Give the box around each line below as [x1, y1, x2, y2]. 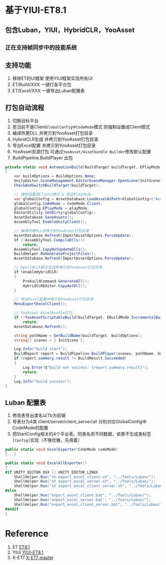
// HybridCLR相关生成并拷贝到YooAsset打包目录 [14, 265, 103, 270]
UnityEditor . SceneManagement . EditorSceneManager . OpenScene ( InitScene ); [14, 179, 165, 184]
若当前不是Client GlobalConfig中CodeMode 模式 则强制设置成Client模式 [12, 124, 150, 130]
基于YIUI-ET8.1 [5, 4, 67, 16]
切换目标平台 [12, 117, 39, 124]
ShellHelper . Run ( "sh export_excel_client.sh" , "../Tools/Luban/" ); [14, 474, 156, 479]
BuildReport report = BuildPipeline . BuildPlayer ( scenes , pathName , [14, 351, 156, 356]
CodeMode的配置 [12, 425, 48, 431]
